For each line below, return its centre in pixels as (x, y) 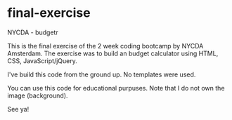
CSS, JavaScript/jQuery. (42, 60)
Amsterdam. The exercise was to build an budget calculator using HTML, (113, 53)
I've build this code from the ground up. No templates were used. (102, 74)
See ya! (18, 109)
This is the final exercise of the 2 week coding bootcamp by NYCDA (105, 46)
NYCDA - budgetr (33, 32)
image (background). (38, 95)
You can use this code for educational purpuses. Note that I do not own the (116, 88)
